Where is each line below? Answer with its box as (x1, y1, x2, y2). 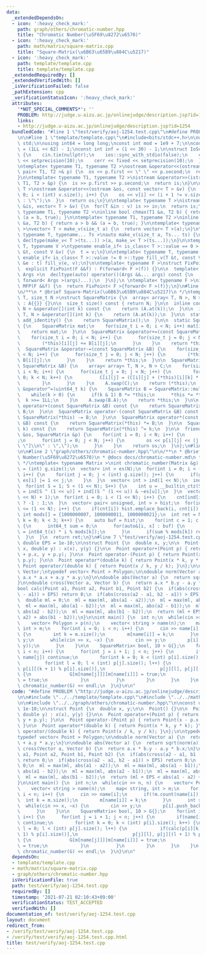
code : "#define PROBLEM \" (12, 688, 81, 695)
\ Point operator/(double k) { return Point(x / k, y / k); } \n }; (17, 563, 191, 569)
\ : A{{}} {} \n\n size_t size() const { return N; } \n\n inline (17, 300, 191, 306)
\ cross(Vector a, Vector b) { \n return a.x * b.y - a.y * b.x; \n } (17, 746, 196, 752)
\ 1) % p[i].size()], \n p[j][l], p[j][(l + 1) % (17, 831, 196, 837)
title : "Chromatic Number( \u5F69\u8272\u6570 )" (17, 32, 141, 38)
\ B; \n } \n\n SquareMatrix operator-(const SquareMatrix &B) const (17, 409, 199, 415)
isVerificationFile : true (12, 876, 78, 883)
